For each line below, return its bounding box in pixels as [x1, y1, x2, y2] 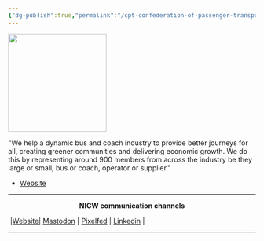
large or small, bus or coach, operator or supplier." [8, 162, 171, 173]
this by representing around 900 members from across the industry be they [8, 155, 253, 164]
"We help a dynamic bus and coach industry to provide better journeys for [8, 138, 249, 148]
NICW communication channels [79, 201, 185, 210]
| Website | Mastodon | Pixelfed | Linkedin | [9, 216, 145, 225]
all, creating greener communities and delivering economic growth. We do [8, 146, 248, 155]
